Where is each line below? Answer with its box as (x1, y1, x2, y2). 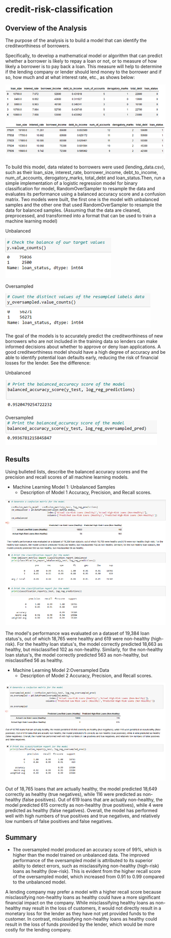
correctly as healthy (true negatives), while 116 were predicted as (5, 791, 142, 798)
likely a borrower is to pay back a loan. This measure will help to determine (5, 64, 162, 69)
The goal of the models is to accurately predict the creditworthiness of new (5, 333, 163, 339)
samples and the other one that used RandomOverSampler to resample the (5, 202, 162, 208)
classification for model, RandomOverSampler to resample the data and (5, 186, 155, 192)
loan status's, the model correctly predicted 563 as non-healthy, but (5, 651, 149, 658)
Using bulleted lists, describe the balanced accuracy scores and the (5, 468, 148, 474)
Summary (5, 833, 37, 842)
